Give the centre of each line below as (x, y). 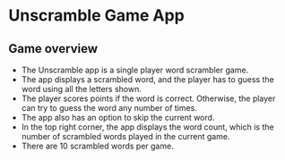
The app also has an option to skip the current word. (118, 118)
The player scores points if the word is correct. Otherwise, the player (148, 98)
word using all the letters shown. (82, 89)
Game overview (53, 49)
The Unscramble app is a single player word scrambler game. (135, 70)
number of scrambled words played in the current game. (125, 136)
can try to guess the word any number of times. (109, 108)
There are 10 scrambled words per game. (97, 146)
